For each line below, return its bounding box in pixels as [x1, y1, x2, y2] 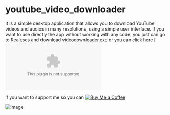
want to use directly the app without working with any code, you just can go [5, 31, 165, 37]
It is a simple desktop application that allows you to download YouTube [5, 20, 155, 26]
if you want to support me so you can [5, 94, 84, 100]
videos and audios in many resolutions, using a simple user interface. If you [5, 25, 165, 32]
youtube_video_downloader [5, 4, 126, 15]
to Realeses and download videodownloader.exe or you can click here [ [5, 37, 156, 43]
